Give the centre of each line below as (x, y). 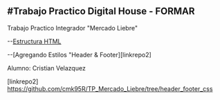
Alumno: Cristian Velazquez (47, 68)
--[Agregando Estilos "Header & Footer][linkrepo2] (80, 54)
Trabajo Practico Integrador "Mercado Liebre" (73, 28)
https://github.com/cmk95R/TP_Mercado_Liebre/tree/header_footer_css (110, 88)
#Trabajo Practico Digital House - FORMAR (101, 11)
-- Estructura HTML (34, 41)
